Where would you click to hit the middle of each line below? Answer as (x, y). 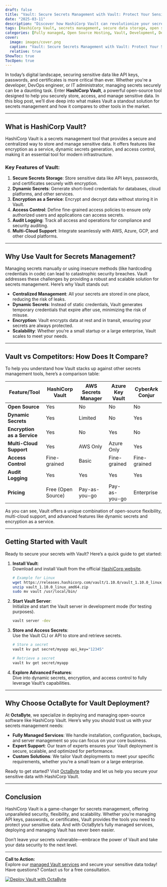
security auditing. (30, 226)
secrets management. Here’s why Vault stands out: (57, 284)
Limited (87, 418)
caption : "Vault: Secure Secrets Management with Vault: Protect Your (84, 47)
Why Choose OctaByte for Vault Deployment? (78, 703)
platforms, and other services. (43, 194)
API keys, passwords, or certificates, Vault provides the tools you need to (80, 819)
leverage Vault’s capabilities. (42, 683)
